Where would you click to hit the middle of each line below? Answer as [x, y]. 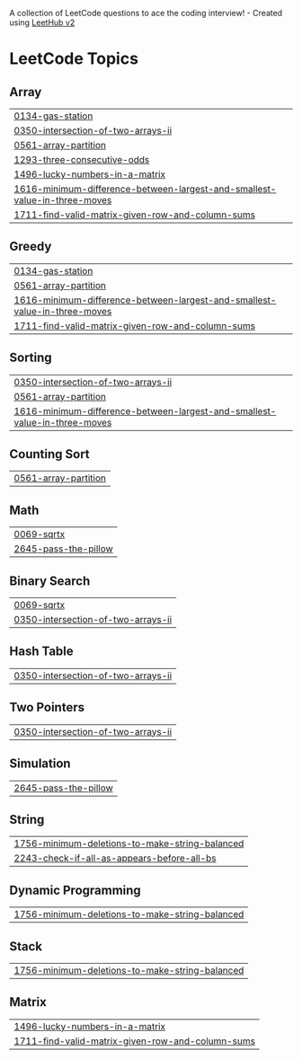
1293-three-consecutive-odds [82, 159]
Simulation [40, 764]
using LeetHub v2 [42, 22]
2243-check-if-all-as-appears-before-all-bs [115, 859]
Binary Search [50, 581]
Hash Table [41, 652]
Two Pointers [47, 707]
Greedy [31, 247]
